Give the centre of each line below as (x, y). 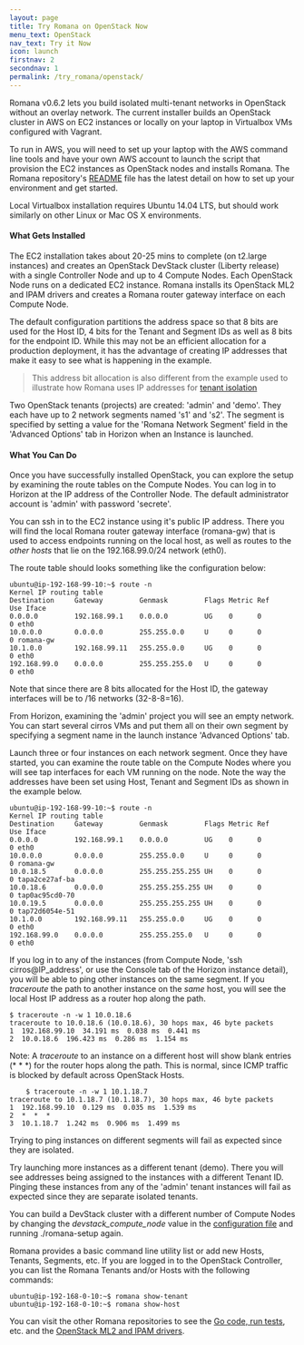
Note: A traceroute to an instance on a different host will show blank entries (151, 1056)
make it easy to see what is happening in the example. (111, 360)
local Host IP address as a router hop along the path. (108, 998)
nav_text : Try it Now (50, 43)
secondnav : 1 (34, 69)
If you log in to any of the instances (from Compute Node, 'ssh (126, 960)
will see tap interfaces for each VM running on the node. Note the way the (147, 772)
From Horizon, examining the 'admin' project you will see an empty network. (152, 716)
